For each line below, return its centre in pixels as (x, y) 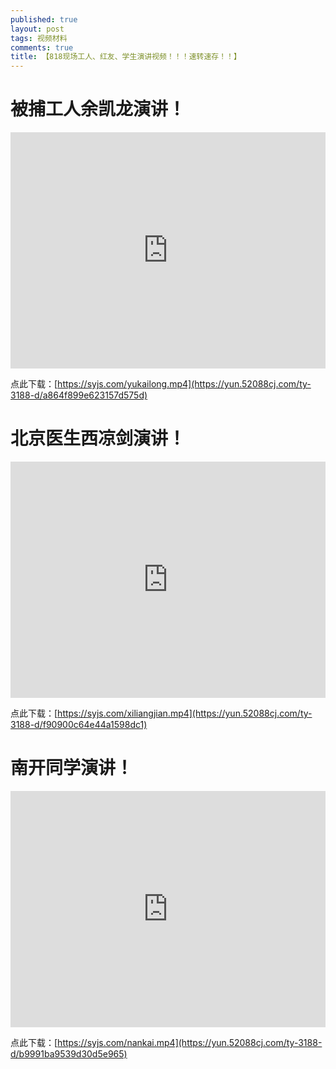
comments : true (42, 47)
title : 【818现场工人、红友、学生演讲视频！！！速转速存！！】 (126, 57)
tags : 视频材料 (39, 38)
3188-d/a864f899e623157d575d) (79, 395)
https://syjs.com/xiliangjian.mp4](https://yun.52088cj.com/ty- (185, 713)
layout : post (37, 29)
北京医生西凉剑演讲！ (98, 438)
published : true (44, 19)
